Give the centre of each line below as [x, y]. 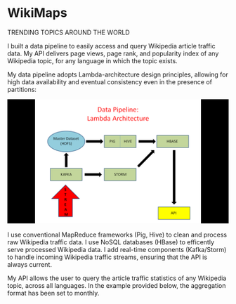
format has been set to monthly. [53, 293]
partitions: [22, 89]
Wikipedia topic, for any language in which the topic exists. [92, 60]
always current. [30, 265]
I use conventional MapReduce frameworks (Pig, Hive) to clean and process [117, 235]
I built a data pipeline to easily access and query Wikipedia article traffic [111, 46]
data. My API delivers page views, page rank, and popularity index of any [113, 53]
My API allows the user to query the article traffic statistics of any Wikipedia [117, 278]
